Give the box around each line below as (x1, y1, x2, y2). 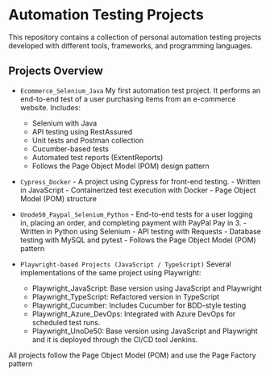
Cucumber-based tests (31, 143, 109, 154)
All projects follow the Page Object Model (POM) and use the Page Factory (8, 350, 256, 360)
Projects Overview (8, 64, 103, 78)
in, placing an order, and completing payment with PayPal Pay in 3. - (19, 217, 247, 227)
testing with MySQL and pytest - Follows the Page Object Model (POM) (19, 235, 256, 245)
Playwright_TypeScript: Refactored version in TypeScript (31, 291, 220, 301)
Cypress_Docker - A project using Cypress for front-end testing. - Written (19, 176, 261, 186)
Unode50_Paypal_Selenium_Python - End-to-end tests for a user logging (19, 209, 253, 219)
